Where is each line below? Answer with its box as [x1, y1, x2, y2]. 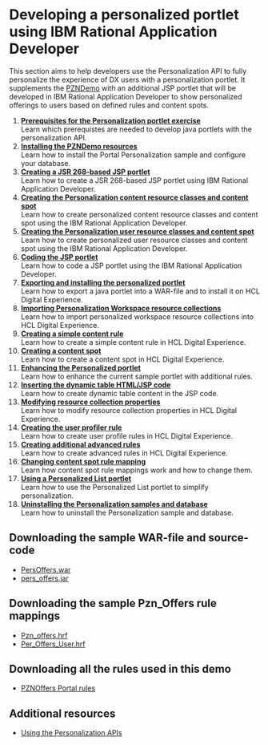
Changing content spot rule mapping [20, 456, 146, 466]
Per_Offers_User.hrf [20, 639, 86, 649]
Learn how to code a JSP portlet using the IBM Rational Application [20, 261, 242, 270]
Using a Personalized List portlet [20, 473, 131, 483]
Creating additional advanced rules [20, 439, 141, 449]
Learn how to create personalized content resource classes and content [20, 209, 258, 219]
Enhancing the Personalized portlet [20, 362, 141, 372]
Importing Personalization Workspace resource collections [20, 303, 222, 313]
